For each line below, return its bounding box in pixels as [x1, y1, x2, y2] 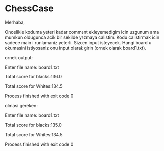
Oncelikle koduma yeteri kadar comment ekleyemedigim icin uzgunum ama [5, 29, 159, 35]
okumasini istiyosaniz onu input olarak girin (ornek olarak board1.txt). [5, 45, 147, 51]
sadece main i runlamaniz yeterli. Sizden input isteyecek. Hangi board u [5, 39, 152, 45]
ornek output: [5, 54, 33, 60]
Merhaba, [5, 19, 25, 25]
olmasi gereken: [5, 102, 38, 108]
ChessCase [5, 3, 54, 14]
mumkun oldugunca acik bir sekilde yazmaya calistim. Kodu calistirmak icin [5, 34, 160, 40]
